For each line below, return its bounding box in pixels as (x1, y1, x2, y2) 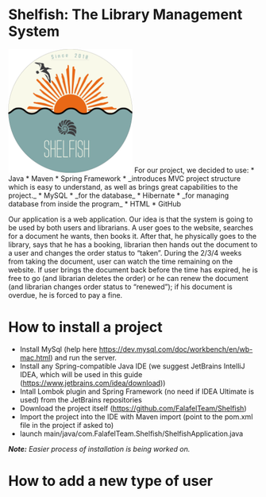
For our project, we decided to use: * (133, 165, 255, 175)
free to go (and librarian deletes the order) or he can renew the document (8, 274, 249, 283)
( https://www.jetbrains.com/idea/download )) (19, 379, 166, 388)
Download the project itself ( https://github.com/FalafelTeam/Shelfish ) (19, 403, 247, 414)
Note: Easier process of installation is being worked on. (8, 445, 191, 454)
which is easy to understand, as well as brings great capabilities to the (8, 183, 238, 192)
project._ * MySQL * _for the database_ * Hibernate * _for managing (8, 191, 229, 200)
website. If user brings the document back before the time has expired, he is (8, 265, 258, 275)
